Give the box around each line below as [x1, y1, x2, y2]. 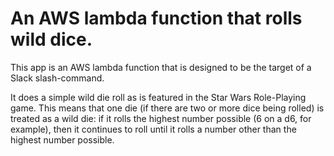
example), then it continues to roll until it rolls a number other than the [10, 123, 297, 135]
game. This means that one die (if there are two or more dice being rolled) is [10, 102, 325, 114]
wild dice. [10, 28, 93, 51]
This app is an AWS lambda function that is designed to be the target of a [10, 61, 312, 73]
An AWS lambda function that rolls [10, 7, 303, 30]
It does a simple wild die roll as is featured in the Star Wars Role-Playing [10, 91, 307, 103]
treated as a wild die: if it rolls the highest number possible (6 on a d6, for [10, 112, 312, 124]
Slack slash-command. [10, 72, 105, 84]
